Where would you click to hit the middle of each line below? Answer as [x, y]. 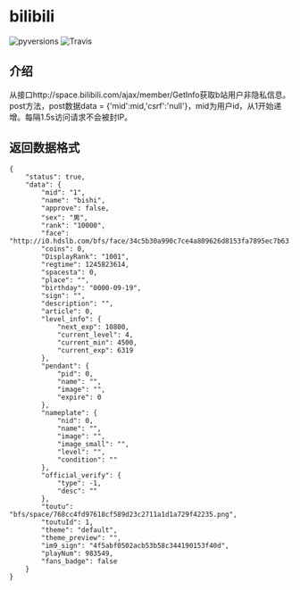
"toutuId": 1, [67, 522]
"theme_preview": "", [82, 537]
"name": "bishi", [73, 200]
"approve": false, [75, 208]
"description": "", [78, 303]
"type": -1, [79, 483]
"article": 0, [67, 311]
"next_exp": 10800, [93, 327]
